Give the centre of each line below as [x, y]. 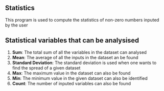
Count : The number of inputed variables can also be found [71, 83]
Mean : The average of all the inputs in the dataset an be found [75, 57]
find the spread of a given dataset [46, 68]
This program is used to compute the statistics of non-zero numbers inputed [82, 20]
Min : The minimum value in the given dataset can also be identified [80, 78]
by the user [17, 25]
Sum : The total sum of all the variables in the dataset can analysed [79, 52]
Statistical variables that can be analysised [72, 40]
